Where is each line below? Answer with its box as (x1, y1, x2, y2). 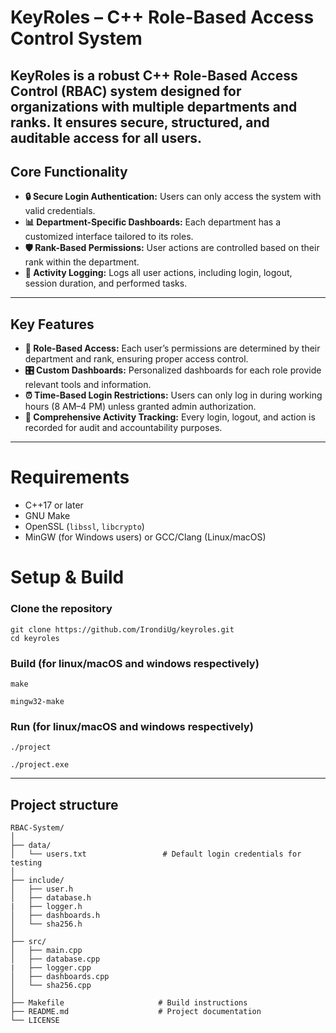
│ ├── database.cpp (10, 954, 101, 965)
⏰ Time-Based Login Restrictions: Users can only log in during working (24, 389, 323, 401)
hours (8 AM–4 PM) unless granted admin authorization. (24, 401, 257, 413)
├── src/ (10, 937, 47, 947)
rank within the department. (24, 256, 140, 268)
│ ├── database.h (10, 893, 92, 903)
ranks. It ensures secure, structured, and (10, 114, 270, 131)
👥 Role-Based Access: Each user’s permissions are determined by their (24, 342, 321, 355)
